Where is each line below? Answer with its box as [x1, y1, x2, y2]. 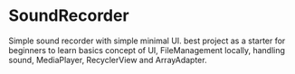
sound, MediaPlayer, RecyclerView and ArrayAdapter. [8, 54, 207, 65]
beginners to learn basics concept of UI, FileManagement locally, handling [8, 44, 286, 55]
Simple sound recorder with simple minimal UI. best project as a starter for [8, 35, 286, 46]
